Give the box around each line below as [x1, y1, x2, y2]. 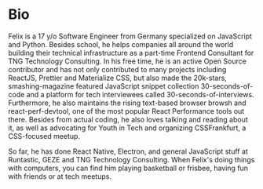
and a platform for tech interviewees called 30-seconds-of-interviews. [26, 89, 254, 99]
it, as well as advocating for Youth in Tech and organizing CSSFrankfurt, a [8, 123, 247, 133]
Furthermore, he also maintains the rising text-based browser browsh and [8, 98, 247, 107]
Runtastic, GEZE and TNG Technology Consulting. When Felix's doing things [8, 154, 255, 164]
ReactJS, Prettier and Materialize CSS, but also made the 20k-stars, [8, 73, 228, 82]
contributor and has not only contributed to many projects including [8, 64, 227, 74]
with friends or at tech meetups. [8, 171, 112, 181]
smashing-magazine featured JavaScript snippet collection [8, 81, 199, 91]
